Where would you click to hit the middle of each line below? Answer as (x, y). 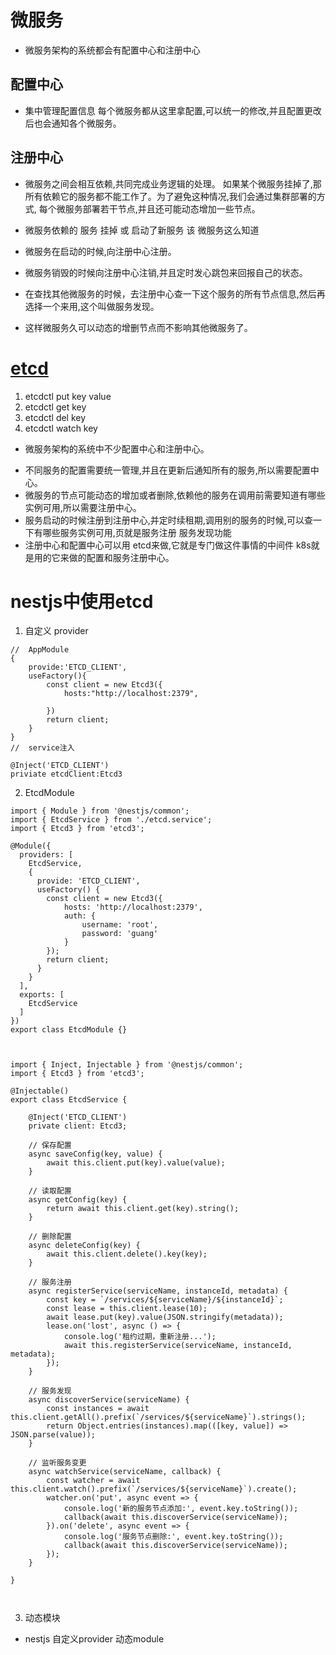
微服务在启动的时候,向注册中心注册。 (100, 251)
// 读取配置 (50, 1191)
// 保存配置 (50, 1146)
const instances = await (98, 1409)
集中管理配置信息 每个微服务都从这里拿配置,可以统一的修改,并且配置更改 (173, 110)
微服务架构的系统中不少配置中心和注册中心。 (117, 448)
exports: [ (42, 995)
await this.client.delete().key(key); (127, 1254)
